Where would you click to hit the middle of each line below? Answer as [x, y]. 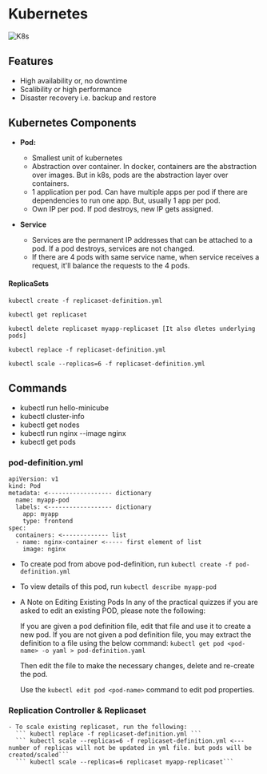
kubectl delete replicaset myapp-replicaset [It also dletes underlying [132, 329]
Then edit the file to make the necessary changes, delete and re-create [137, 665]
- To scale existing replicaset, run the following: [98, 727]
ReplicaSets [29, 284]
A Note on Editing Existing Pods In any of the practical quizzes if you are [139, 602]
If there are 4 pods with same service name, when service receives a [145, 256]
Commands [38, 388]
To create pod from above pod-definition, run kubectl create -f [126, 564]
